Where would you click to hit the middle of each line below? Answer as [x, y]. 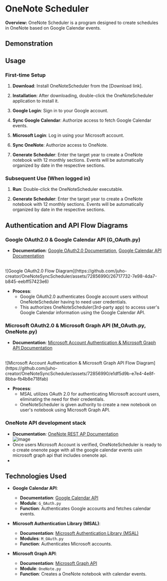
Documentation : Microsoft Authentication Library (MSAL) [79, 533]
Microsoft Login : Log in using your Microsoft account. [68, 135]
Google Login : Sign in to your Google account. [60, 111]
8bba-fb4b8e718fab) [27, 379]
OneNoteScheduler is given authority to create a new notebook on [88, 405]
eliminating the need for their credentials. [62, 399]
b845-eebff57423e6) [27, 281]
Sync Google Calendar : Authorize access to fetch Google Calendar [82, 120]
